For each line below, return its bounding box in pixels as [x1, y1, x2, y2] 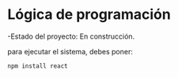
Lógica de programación [7, 6, 171, 24]
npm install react [7, 61, 68, 70]
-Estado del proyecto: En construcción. [7, 32, 135, 41]
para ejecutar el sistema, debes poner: [7, 46, 134, 56]
